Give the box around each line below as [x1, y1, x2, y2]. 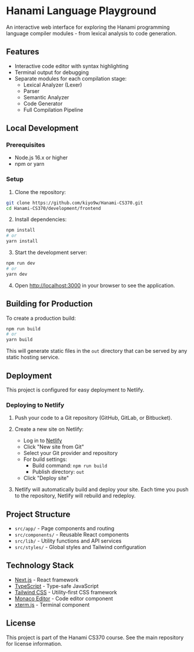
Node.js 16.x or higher [14, 154, 68, 161]
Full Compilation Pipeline [23, 106, 83, 113]
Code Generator [23, 100, 63, 107]
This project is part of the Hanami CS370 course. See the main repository [6, 634, 184, 641]
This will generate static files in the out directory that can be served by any [6, 347, 188, 355]
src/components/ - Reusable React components [14, 531, 129, 539]
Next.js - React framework [14, 576, 79, 583]
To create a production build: [6, 315, 76, 322]
